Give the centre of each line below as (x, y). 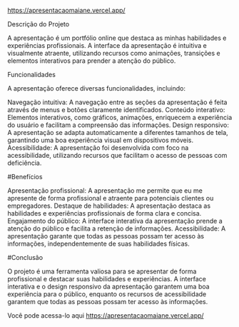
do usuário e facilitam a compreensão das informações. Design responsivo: (118, 125)
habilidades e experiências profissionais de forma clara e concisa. (105, 213)
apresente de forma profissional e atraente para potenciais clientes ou (111, 198)
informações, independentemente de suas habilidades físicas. (99, 243)
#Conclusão (25, 257)
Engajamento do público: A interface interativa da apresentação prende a (115, 221)
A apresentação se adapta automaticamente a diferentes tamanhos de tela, (118, 132)
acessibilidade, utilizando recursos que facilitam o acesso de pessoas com (117, 155)
